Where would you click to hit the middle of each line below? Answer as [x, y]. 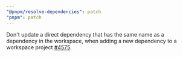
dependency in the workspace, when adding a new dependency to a [91, 41]
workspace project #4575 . [39, 47]
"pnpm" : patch [24, 17]
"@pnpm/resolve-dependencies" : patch [54, 12]
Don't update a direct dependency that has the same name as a [85, 34]
